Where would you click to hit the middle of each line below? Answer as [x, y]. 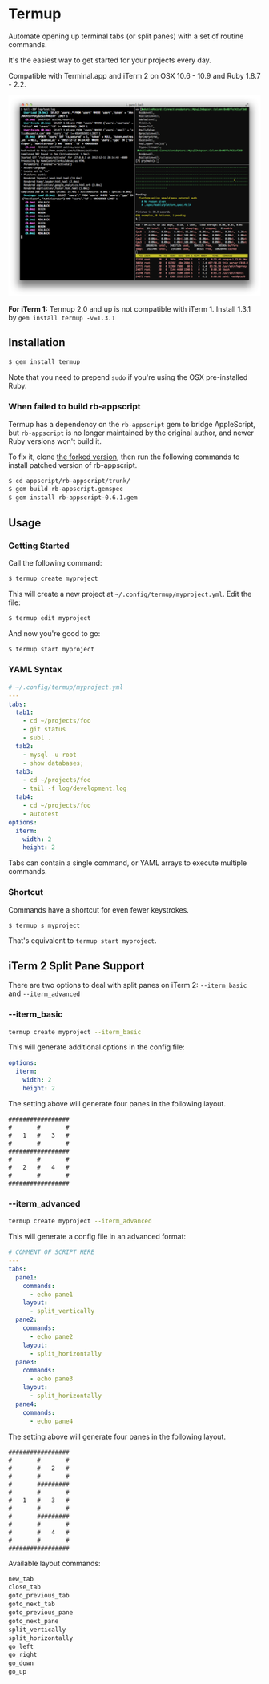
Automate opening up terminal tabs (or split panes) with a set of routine [126, 36]
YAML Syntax [35, 670]
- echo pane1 [51, 1295]
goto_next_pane [34, 1621]
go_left [21, 1646]
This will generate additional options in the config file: [97, 1047]
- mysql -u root [50, 755]
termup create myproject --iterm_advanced [80, 1221]
